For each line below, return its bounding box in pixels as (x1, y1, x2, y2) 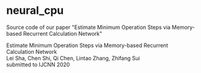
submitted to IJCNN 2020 (6, 61, 71, 68)
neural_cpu (6, 4, 64, 17)
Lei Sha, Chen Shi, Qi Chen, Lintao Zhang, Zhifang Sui (6, 54, 140, 62)
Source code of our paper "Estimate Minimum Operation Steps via (6, 24, 171, 31)
